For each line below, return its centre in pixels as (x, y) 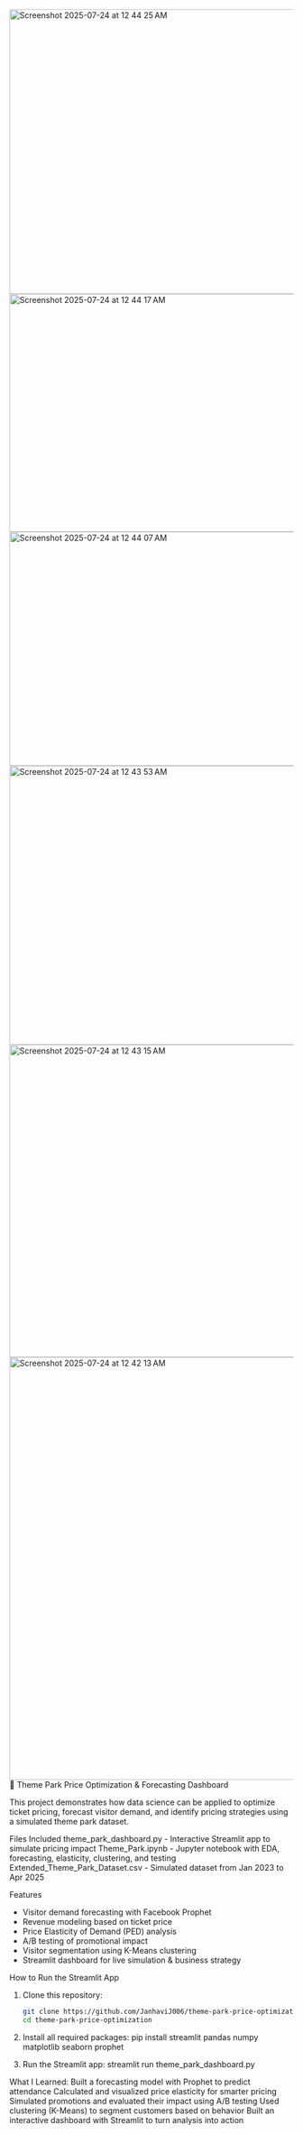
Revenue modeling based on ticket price (97, 1922)
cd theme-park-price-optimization (87, 2019)
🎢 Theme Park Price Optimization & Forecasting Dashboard (119, 1784)
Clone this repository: (62, 1995)
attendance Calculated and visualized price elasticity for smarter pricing (143, 2091)
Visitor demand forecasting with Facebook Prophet (117, 1912)
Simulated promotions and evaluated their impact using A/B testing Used (144, 2101)
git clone (41, 2011)
